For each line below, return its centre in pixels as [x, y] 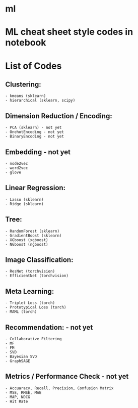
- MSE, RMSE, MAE [23, 392]
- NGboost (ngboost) [27, 244]
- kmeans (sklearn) [26, 96]
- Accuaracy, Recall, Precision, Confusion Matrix [59, 388]
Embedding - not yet [38, 152]
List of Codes [33, 66]
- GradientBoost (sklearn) [33, 236]
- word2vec [17, 168]
